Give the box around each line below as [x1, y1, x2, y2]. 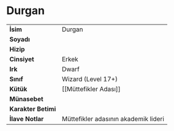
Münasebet [9, 94, 44, 103]
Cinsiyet [9, 54, 35, 63]
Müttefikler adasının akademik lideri [61, 114, 164, 123]
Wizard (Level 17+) [61, 75, 118, 83]
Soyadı [9, 35, 31, 43]
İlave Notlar [9, 114, 44, 123]
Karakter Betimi [9, 105, 56, 113]
